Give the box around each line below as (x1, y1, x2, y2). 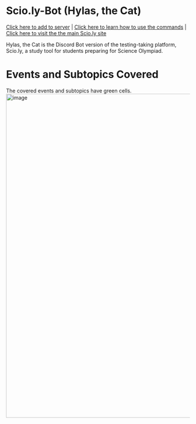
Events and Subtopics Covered (6, 68, 159, 81)
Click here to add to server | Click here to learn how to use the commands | (6, 23, 187, 30)
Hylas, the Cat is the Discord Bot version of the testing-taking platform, (6, 41, 177, 48)
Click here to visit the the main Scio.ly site (6, 29, 107, 36)
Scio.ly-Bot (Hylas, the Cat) (6, 4, 142, 18)
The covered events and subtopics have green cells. (6, 87, 132, 94)
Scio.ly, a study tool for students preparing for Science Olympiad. (6, 47, 163, 54)
